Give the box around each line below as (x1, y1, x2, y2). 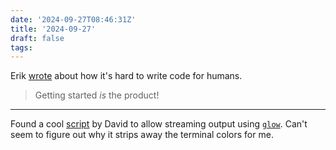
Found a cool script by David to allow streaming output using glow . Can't (10, 118, 308, 130)
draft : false (10, 33, 65, 43)
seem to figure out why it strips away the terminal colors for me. (10, 129, 274, 141)
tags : (10, 42, 33, 53)
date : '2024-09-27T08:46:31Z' (10, 14, 137, 25)
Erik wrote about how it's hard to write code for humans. (10, 70, 243, 82)
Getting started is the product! (34, 89, 160, 101)
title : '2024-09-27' (10, 24, 97, 34)
